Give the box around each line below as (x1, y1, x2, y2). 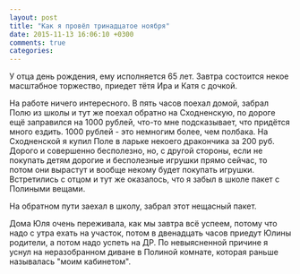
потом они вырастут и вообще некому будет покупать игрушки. (9, 165, 255, 176)
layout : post (9, 13, 58, 22)
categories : (9, 47, 54, 56)
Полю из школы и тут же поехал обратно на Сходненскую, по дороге (9, 107, 276, 118)
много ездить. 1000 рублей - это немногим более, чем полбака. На (9, 126, 269, 137)
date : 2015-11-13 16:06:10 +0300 (9, 30, 134, 39)
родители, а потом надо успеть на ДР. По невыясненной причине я (9, 237, 269, 248)
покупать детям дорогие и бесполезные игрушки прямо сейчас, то (9, 155, 268, 166)
